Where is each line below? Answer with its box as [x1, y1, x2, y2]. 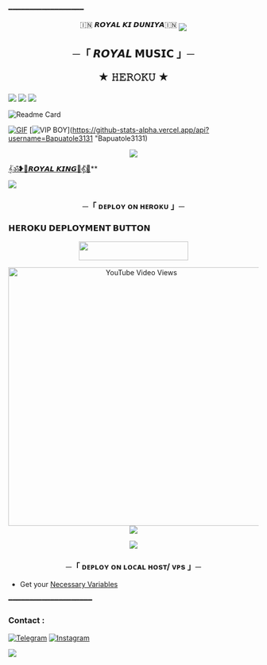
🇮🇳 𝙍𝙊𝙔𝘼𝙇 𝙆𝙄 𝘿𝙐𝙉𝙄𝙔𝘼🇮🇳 [79, 20, 177, 29]
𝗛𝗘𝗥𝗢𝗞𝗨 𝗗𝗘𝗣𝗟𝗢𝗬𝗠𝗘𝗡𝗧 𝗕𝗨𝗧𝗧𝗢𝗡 [8, 223, 151, 234]
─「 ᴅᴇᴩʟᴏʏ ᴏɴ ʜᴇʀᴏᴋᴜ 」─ [82, 200, 185, 212]
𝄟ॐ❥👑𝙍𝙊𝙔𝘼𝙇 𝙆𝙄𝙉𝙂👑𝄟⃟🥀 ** [8, 164, 98, 173]
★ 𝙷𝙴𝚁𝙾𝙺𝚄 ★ [98, 71, 169, 84]
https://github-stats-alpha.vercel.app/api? [72, 125, 210, 135]
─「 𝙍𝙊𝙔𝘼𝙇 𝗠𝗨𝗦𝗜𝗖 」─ [72, 47, 195, 60]
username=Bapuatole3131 [8, 134, 93, 143]
